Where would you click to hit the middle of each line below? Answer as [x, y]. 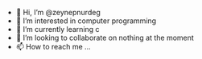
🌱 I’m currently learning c [58, 29]
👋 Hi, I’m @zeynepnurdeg [58, 12]
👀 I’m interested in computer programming [86, 21]
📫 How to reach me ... [53, 47]
